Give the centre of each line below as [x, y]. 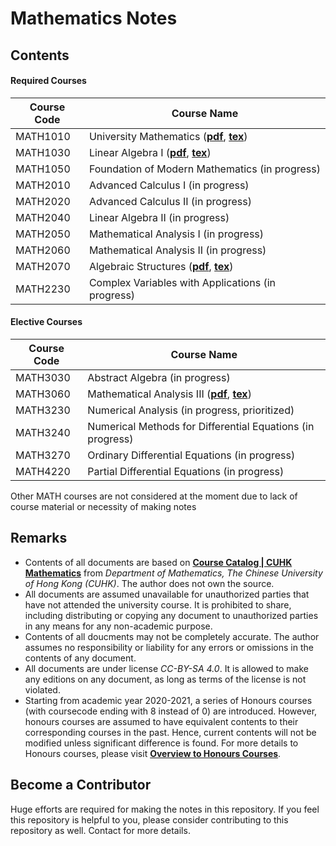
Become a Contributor [81, 785]
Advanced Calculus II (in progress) [170, 201]
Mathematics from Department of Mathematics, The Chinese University [173, 573]
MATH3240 [43, 432]
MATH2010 [43, 185]
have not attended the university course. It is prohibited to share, [158, 604]
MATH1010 [43, 136]
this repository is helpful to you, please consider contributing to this [149, 819]
